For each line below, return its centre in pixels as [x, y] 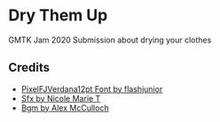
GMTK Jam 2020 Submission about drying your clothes [110, 40]
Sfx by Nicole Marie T [61, 98]
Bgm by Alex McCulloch [65, 108]
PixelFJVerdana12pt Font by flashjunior [92, 88]
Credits [29, 68]
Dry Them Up [58, 15]
